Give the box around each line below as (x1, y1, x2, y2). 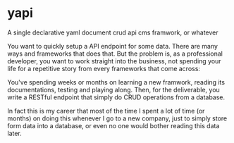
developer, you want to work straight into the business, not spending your (7, 56, 221, 65)
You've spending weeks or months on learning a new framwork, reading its (7, 77, 226, 86)
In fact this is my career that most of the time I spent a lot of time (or (7, 106, 205, 115)
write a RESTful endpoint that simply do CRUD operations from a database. (7, 93, 226, 101)
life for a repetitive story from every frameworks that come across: (7, 64, 201, 73)
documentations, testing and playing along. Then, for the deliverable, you (7, 85, 220, 94)
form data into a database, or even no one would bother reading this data (7, 121, 220, 130)
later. (7, 129, 23, 137)
